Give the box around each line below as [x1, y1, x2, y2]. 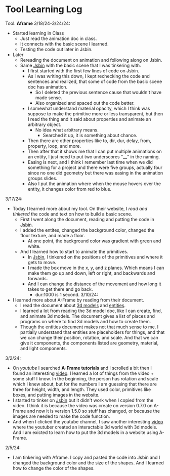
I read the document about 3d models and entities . [20, 302, 125, 308]
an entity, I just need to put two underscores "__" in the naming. [27, 153, 160, 160]
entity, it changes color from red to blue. [27, 186, 112, 192]
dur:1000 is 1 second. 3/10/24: [35, 291, 99, 297]
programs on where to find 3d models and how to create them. [20, 318, 151, 324]
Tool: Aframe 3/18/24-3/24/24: [5, 20, 70, 26]
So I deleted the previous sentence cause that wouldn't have [35, 89, 162, 95]
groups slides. [27, 175, 57, 181]
